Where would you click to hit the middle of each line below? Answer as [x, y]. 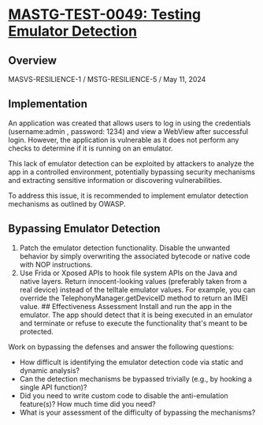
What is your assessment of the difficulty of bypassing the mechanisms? [137, 412]
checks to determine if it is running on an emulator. [91, 148]
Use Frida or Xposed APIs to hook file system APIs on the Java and [128, 273]
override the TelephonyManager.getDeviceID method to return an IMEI [133, 298]
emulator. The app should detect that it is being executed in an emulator [136, 315]
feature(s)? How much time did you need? [87, 404]
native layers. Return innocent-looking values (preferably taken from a [133, 281]
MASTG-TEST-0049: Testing [105, 15]
